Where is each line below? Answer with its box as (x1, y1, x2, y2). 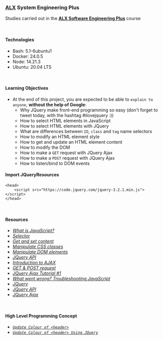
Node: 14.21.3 (12, 58, 41, 64)
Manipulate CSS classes (12, 244, 64, 250)
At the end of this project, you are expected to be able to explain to (12, 96, 153, 102)
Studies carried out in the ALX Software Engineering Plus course (5, 16, 141, 22)
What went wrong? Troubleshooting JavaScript (12, 276, 110, 282)
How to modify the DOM (20, 144, 70, 150)
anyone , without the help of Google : (12, 101, 87, 107)
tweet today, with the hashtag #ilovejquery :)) (20, 112, 114, 118)
